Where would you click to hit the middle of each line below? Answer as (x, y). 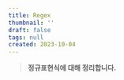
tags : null (26, 37)
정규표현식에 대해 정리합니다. (72, 68)
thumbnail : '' (32, 23)
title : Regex (30, 15)
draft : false (30, 30)
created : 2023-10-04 (42, 45)
